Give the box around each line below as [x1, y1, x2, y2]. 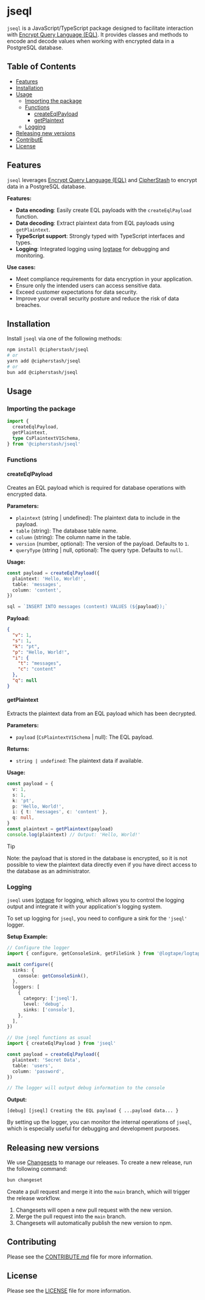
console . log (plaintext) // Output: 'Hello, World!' [7, 832, 141, 838]
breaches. [15, 301, 41, 308]
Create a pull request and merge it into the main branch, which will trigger [7, 1188, 190, 1195]
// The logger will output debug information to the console [7, 1085, 165, 1091]
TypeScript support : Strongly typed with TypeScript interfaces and [15, 232, 185, 239]
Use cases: [7, 263, 36, 270]
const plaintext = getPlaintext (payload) [7, 826, 114, 832]
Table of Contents [7, 62, 77, 72]
